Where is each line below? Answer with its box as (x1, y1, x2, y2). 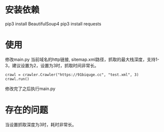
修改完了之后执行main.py (5, 86, 55, 92)
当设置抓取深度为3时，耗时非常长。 (5, 121, 77, 127)
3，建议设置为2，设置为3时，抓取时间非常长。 (5, 62, 99, 68)
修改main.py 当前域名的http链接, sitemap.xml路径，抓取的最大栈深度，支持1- (5, 57, 160, 62)
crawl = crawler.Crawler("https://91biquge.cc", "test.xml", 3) (5, 72, 139, 77)
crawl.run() (5, 76, 29, 81)
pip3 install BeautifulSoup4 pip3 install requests (5, 20, 101, 27)
